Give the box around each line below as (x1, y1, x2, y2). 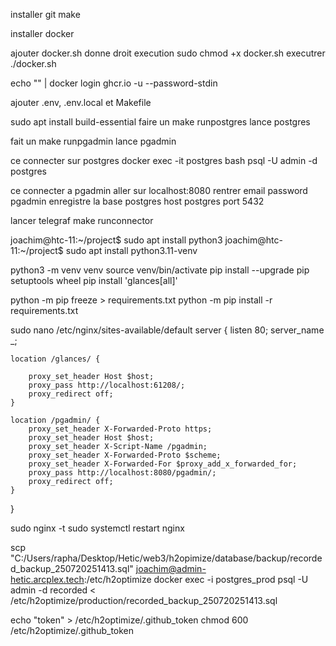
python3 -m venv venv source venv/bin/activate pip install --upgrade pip (10, 264, 310, 276)
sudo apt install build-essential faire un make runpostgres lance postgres (10, 116, 311, 128)
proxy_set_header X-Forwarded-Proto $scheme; (28, 450, 222, 460)
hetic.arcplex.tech (10, 574, 85, 585)
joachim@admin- (135, 563, 207, 574)
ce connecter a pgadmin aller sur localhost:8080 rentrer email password (10, 185, 308, 196)
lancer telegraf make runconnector (10, 215, 154, 226)
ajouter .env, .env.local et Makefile (10, 97, 152, 108)
